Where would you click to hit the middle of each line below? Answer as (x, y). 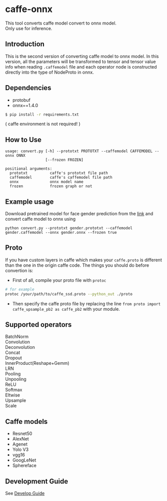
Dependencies (28, 88)
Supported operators (39, 325)
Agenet (20, 444)
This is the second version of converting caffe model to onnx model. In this (82, 56)
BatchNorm (17, 337)
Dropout (14, 358)
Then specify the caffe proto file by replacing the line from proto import (86, 303)
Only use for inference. (29, 28)
